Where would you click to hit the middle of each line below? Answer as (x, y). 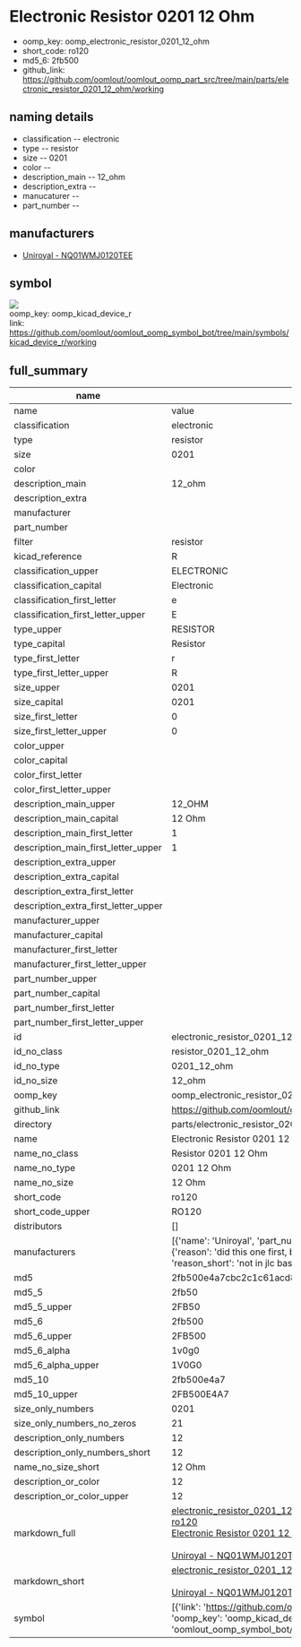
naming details (52, 117)
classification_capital (58, 586)
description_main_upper (64, 804)
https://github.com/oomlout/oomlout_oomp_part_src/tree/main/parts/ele (155, 79)
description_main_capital (66, 819)
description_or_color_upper (71, 1496)
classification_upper (56, 571)
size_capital (39, 703)
